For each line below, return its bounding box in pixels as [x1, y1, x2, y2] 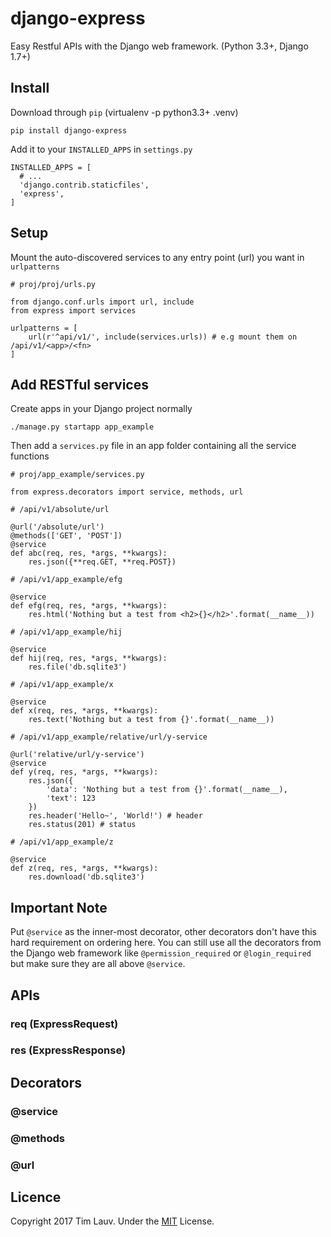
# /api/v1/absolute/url [10, 505, 110, 515]
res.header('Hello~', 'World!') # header [28, 811, 203, 821]
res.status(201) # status [28, 820, 137, 830]
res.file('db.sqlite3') [28, 662, 128, 672]
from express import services [10, 305, 137, 316]
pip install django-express [10, 125, 128, 136]
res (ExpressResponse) [10, 1043, 127, 1057]
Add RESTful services [10, 376, 149, 393]
